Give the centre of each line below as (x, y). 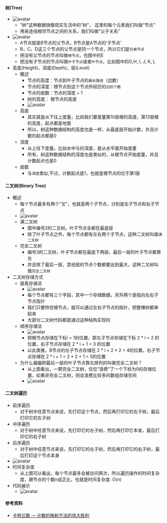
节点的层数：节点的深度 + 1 (55, 93)
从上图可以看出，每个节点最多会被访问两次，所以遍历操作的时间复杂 (90, 473)
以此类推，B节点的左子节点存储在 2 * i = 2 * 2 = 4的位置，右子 (91, 350)
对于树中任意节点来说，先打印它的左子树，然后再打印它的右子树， (87, 449)
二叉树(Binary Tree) (26, 186)
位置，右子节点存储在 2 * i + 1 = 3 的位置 (69, 344)
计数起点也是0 (42, 161)
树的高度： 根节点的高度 (52, 99)
